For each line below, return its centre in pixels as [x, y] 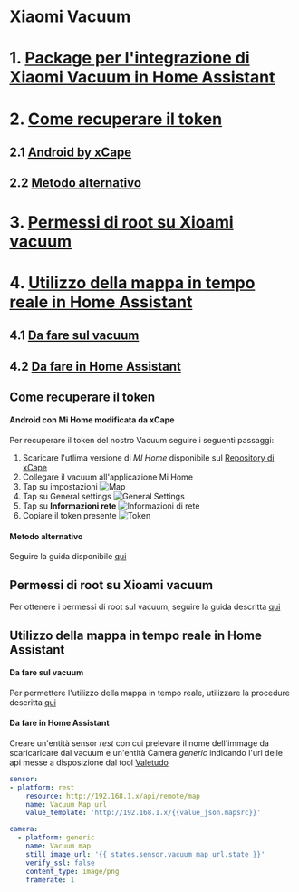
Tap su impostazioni [60, 487]
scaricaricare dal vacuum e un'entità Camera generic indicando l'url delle [146, 752]
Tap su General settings [67, 497]
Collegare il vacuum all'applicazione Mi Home [107, 477]
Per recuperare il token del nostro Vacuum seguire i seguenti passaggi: [142, 441]
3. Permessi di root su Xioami [121, 222]
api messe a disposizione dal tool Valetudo [89, 762]
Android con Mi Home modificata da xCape [92, 420]
